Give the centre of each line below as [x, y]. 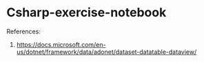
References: [23, 31]
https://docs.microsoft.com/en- [61, 44]
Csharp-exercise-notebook [86, 13]
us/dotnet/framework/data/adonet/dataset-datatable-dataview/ [106, 52]
